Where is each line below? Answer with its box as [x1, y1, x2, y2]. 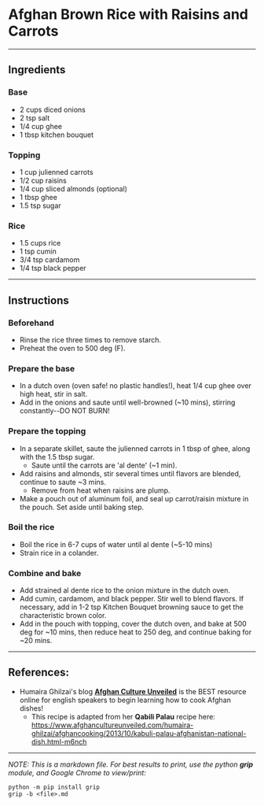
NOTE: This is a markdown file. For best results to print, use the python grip [8, 760, 254, 769]
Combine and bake [8, 568, 82, 579]
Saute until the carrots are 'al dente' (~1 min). [31, 460, 178, 470]
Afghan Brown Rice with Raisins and [8, 6, 249, 24]
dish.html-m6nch [31, 737, 87, 746]
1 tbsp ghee [19, 192, 57, 201]
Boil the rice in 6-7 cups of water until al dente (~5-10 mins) [19, 539, 213, 549]
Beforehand [8, 317, 54, 328]
